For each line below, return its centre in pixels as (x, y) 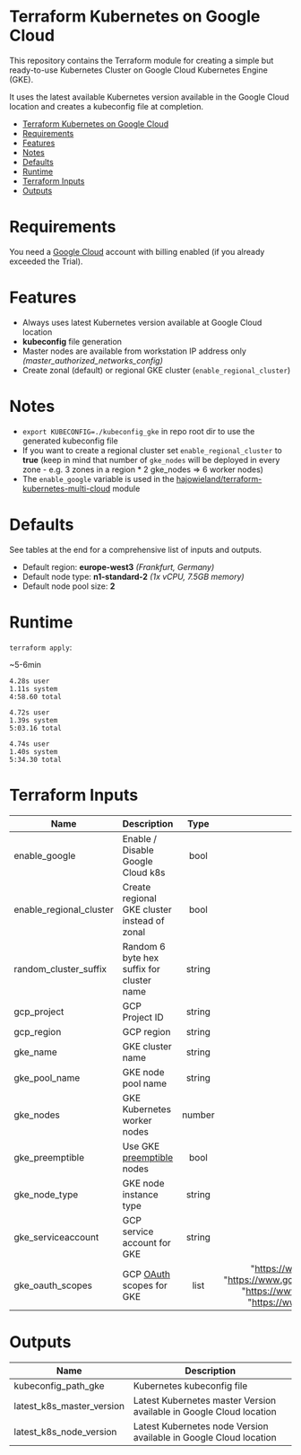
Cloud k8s (144, 872)
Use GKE (141, 1146)
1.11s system (34, 688)
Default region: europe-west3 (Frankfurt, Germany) (118, 566)
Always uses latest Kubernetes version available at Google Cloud (142, 322)
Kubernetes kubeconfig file (190, 1386)
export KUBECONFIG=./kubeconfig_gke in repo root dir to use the (138, 431)
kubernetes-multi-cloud (66, 488)
